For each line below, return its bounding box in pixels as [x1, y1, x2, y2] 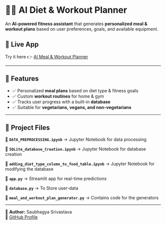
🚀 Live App [5, 40, 39, 49]
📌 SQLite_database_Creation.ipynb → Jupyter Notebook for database [5, 146, 146, 152]
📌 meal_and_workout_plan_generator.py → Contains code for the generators [5, 195, 159, 201]
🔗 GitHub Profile [5, 214, 38, 220]
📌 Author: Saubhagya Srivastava [5, 209, 72, 215]
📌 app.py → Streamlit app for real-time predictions [5, 176, 107, 182]
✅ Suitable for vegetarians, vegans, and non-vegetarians [12, 104, 132, 110]
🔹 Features [5, 75, 39, 83]
